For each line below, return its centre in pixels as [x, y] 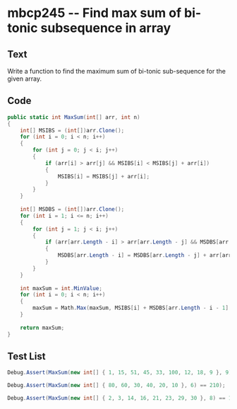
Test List [26, 356]
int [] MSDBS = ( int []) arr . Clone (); [72, 209]
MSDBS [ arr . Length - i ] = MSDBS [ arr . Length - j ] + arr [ [140, 255]
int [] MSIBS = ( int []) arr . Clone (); [72, 130]
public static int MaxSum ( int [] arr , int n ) [74, 117]
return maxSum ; [42, 328]
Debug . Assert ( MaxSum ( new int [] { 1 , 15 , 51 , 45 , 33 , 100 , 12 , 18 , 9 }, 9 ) [120, 373]
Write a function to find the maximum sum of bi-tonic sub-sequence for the [116, 71]
